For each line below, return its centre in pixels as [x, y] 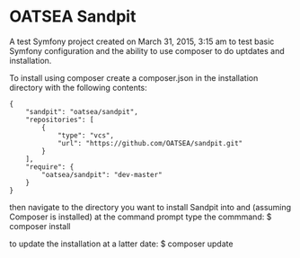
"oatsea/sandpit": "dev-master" [102, 174]
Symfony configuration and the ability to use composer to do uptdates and [147, 50]
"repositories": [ [60, 120]
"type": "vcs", [86, 135]
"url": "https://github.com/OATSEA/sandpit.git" [150, 143]
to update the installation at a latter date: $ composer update [121, 244]
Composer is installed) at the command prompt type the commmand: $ [141, 217]
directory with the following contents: [79, 87]
